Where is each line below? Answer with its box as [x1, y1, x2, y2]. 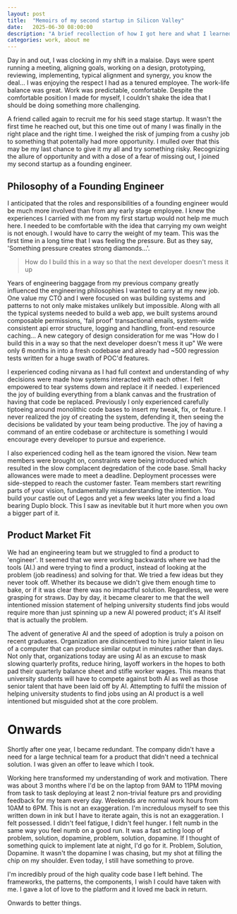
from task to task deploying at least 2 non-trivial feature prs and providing [7, 788, 222, 797]
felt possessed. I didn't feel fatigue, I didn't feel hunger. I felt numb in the [7, 819, 219, 827]
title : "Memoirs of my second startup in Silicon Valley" [7, 17, 185, 24]
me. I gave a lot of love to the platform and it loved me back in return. [7, 884, 208, 894]
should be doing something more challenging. [7, 101, 141, 109]
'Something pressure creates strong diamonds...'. [7, 244, 150, 252]
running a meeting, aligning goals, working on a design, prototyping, [7, 64, 206, 72]
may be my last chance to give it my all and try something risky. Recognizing [7, 145, 230, 153]
